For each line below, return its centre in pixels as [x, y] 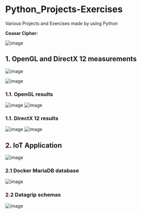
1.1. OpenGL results [29, 94]
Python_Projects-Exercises [64, 9]
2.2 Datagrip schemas [33, 195]
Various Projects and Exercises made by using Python [62, 23]
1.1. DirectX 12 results [32, 118]
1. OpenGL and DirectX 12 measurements [71, 59]
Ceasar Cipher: [22, 33]
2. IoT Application [34, 145]
